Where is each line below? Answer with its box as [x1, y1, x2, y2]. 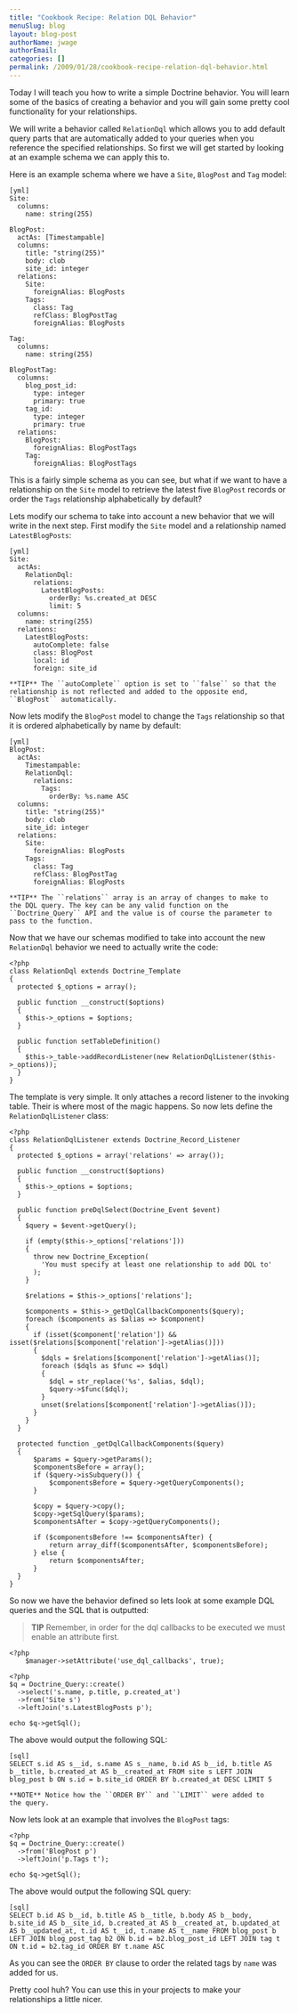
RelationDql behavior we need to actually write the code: [9, 941, 219, 952]
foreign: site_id [32, 664, 98, 672]
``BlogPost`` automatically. [9, 695, 117, 704]
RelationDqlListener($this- [172, 1052, 277, 1061]
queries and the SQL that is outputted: [9, 1604, 149, 1615]
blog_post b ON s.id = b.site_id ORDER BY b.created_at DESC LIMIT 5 [9, 1774, 273, 1784]
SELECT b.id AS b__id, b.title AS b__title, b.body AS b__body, [9, 1911, 253, 1919]
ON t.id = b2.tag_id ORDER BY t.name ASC [9, 1942, 165, 1951]
